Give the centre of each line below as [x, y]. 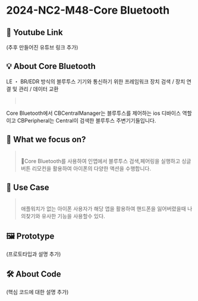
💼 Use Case [28, 188]
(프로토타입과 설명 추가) [34, 254]
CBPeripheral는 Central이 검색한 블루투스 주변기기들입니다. [87, 120]
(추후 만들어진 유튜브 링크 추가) [42, 47]
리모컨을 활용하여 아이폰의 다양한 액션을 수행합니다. [92, 168]
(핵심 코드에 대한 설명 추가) [37, 292]
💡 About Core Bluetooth [51, 66]
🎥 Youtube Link [35, 32]
